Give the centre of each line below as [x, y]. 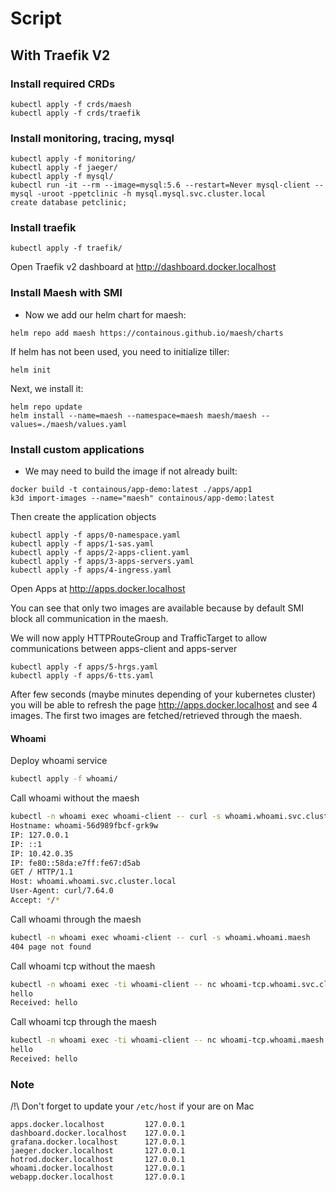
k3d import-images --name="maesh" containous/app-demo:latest [142, 498]
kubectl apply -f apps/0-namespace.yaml [96, 535]
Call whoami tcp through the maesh [83, 1022]
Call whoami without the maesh [75, 798]
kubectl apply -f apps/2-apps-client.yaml [100, 553]
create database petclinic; [69, 203]
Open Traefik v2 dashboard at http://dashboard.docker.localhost [143, 267]
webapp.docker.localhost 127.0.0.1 [98, 1177]
